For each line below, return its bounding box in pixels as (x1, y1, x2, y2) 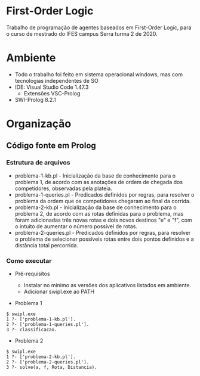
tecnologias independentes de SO (14, 77, 99, 84)
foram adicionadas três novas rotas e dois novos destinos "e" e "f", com (14, 216, 192, 223)
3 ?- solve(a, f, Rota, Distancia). (6, 365, 97, 371)
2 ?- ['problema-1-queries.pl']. (6, 322, 90, 328)
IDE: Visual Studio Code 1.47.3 (14, 83, 89, 91)
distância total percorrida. (14, 241, 79, 248)
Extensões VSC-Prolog (23, 89, 81, 97)
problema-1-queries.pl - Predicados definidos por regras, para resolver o (14, 191, 195, 198)
